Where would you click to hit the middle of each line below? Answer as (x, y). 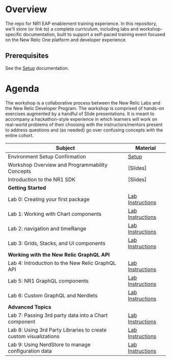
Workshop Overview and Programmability (58, 165)
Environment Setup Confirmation (47, 157)
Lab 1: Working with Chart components (55, 214)
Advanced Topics (30, 307)
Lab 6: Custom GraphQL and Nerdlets (53, 295)
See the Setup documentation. (37, 68)
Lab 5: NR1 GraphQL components (48, 280)
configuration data (30, 351)
